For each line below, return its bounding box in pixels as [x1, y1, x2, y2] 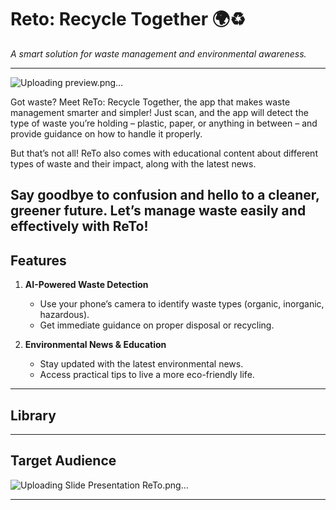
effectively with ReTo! [10, 218, 149, 235]
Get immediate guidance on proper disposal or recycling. [39, 319, 275, 331]
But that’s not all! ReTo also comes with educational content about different [10, 147, 318, 159]
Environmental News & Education [24, 339, 167, 351]
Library [10, 407, 57, 424]
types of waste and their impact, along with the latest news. [10, 157, 257, 170]
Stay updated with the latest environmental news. [39, 358, 244, 370]
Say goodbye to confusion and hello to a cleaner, [10, 187, 320, 204]
